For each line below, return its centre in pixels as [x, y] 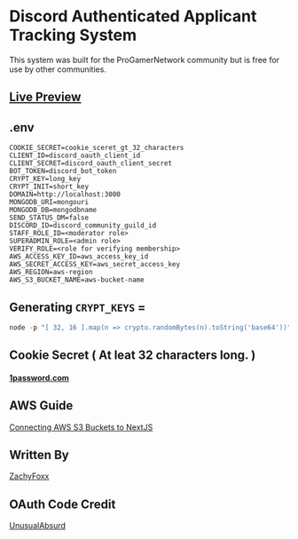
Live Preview [45, 97]
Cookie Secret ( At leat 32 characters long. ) [133, 356]
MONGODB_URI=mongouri [49, 202]
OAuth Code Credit [63, 504]
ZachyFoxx [29, 476]
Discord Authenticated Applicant [133, 16]
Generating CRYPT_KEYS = [78, 307]
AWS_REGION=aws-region [51, 273]
